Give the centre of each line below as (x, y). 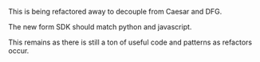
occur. (19, 50)
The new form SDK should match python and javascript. (100, 27)
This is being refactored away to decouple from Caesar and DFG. (115, 12)
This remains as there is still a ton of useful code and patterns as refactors (130, 42)
